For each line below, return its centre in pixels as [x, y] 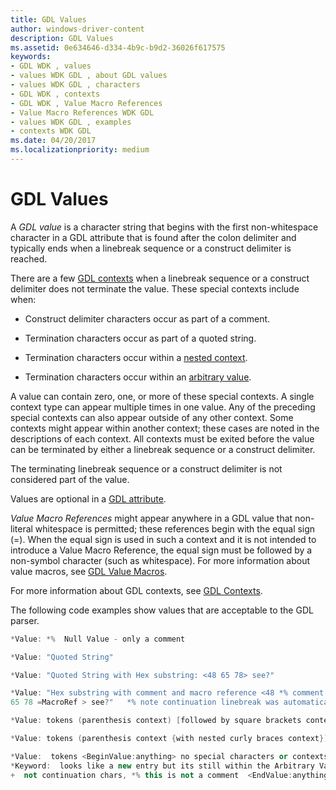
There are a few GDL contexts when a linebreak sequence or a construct [160, 278]
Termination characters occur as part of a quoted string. [140, 338]
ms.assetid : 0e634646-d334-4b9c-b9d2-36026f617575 [118, 47]
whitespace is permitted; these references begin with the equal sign [175, 528]
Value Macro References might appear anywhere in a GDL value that [151, 518]
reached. [29, 258]
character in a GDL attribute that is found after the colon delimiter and [153, 237]
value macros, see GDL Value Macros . [89, 571]
